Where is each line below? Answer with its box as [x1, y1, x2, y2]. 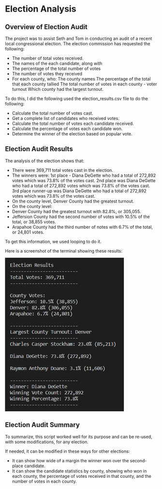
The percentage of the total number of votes [12, 66, 101, 71]
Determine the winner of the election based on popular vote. [12, 131, 133, 136]
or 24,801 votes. [12, 229, 44, 235]
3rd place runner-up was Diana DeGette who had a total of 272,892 [12, 188, 147, 194]
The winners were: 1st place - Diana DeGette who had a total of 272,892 [12, 172, 156, 178]
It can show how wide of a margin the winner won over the [12, 457, 129, 463]
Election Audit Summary [5, 421, 80, 429]
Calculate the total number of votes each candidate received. [12, 120, 134, 126]
